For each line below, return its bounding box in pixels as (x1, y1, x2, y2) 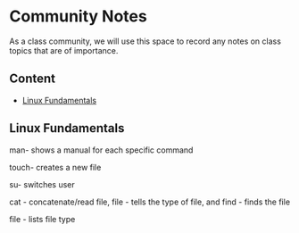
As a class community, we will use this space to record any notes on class (9, 36, 281, 46)
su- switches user (9, 179, 76, 189)
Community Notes (9, 6, 147, 27)
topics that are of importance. (9, 45, 119, 55)
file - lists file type (9, 213, 76, 224)
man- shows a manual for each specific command (9, 145, 194, 155)
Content (9, 71, 56, 87)
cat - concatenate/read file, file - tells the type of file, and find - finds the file (9, 196, 291, 207)
